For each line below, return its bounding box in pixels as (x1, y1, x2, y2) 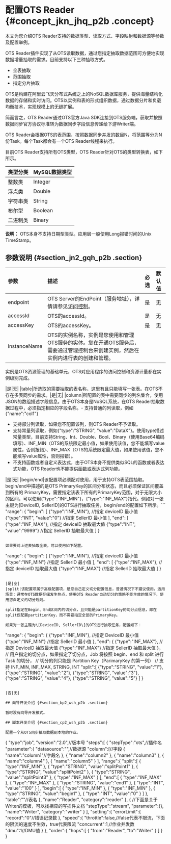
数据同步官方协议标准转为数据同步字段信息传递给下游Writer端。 (5, 120, 138, 127)
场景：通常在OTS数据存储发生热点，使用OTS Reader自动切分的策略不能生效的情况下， (5, 592, 160, 597)
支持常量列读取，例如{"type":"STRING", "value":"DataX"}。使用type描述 (12, 427, 164, 433)
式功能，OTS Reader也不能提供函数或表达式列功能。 (12, 466, 123, 472)
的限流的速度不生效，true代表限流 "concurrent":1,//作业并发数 (5, 821, 135, 827)
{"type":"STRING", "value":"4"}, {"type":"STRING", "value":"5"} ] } (5, 675, 144, 681)
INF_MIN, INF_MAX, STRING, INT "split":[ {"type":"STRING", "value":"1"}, (11, 663, 163, 670)
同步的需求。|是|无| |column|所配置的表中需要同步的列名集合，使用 (22, 392, 163, 398)
